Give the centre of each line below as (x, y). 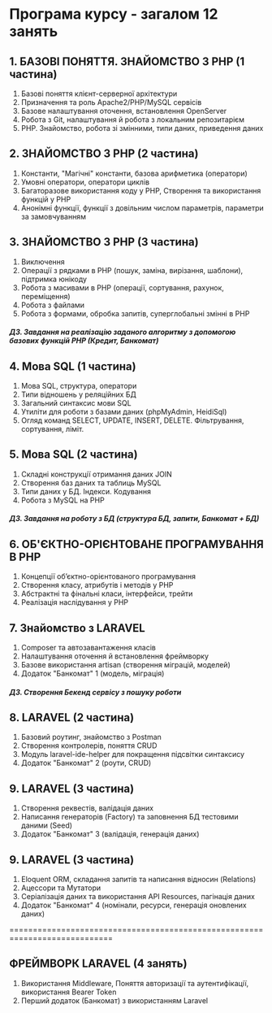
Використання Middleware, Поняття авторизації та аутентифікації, (135, 983)
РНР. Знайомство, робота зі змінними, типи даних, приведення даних (142, 128)
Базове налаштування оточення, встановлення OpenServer (124, 111)
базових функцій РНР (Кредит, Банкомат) (84, 341)
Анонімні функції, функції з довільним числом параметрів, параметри (142, 207)
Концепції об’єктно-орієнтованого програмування (108, 576)
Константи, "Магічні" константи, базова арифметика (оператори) (134, 173)
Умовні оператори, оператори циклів (85, 182)
